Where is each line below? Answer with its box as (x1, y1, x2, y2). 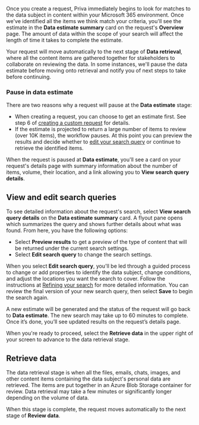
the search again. (6, 294, 49, 302)
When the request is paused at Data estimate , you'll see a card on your (6, 156, 181, 163)
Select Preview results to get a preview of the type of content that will (14, 239, 187, 246)
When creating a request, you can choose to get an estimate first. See (14, 113, 187, 120)
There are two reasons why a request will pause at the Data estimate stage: (6, 102, 192, 109)
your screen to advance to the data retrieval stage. (6, 336, 130, 343)
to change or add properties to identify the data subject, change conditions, (6, 269, 192, 276)
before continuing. (6, 74, 52, 80)
